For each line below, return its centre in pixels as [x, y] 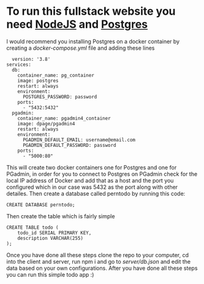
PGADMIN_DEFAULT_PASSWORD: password [69, 145]
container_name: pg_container [56, 75]
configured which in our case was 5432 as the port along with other [92, 187]
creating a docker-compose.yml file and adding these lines [81, 48]
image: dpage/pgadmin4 [46, 124]
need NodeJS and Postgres [77, 24]
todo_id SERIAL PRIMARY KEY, [55, 233]
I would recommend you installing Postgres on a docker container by [93, 41]
